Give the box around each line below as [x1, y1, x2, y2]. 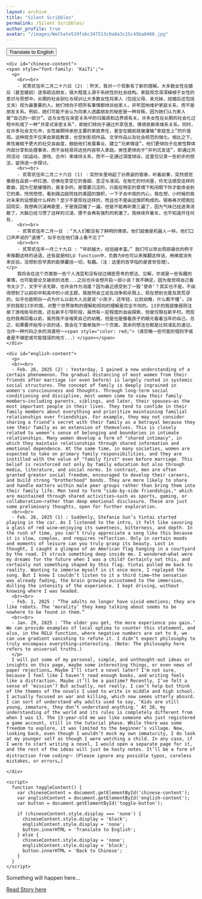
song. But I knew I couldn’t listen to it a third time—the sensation [6, 572, 188, 579]
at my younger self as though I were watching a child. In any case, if [6, 736, 193, 742]
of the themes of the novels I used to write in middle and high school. [6, 689, 196, 695]
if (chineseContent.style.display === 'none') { [17, 811, 142, 817]
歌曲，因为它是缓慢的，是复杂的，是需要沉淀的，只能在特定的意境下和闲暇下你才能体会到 [6, 185, 195, 191]
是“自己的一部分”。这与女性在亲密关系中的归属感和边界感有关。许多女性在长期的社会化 [6, 115, 191, 121]
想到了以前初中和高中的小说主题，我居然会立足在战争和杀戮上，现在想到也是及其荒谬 [10, 290, 191, 296]
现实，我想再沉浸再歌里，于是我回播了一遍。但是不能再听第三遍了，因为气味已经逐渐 [10, 204, 191, 210]
